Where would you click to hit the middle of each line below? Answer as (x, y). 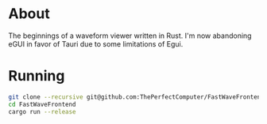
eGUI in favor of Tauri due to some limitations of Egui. (96, 43)
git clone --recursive (46, 97)
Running (37, 76)
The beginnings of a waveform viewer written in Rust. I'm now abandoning (130, 36)
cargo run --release (43, 111)
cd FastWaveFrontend (43, 104)
